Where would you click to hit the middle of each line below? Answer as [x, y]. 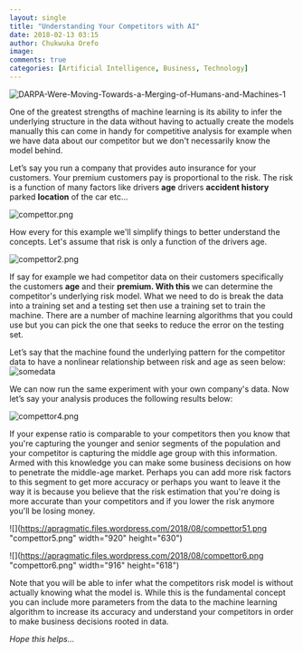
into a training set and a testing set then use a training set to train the [137, 306]
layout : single [38, 18]
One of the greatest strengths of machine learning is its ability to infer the [146, 112]
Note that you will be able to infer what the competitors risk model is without [151, 582]
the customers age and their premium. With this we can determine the [141, 286]
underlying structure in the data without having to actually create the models [152, 121]
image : [22, 52]
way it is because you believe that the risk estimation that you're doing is [145, 492]
